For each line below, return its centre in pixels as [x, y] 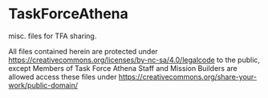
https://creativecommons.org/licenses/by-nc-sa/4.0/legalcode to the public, [134, 60]
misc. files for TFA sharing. [53, 36]
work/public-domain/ [43, 85]
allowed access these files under [63, 76]
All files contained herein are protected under [83, 51]
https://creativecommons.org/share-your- [187, 76]
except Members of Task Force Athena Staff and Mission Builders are [123, 68]
